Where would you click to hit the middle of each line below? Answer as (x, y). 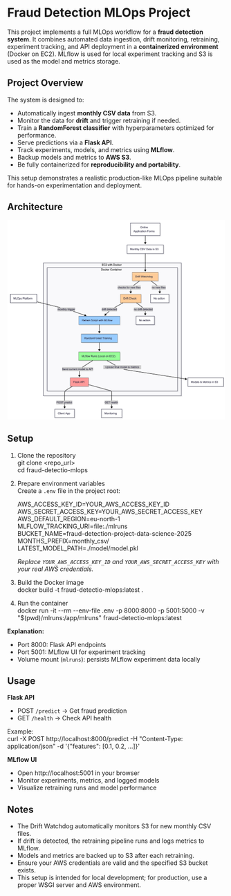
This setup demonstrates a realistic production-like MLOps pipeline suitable (115, 178)
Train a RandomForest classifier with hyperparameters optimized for (115, 128)
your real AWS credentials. (55, 569)
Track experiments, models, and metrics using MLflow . (96, 149)
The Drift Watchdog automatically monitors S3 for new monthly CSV (114, 826)
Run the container (43, 603)
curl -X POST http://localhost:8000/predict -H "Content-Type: (95, 739)
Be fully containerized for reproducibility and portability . (99, 165)
